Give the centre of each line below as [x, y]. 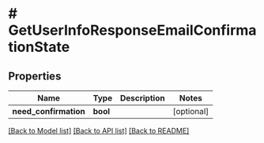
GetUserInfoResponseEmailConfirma [132, 30]
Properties [35, 76]
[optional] [191, 111]
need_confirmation [49, 111]
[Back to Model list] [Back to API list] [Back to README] [99, 131]
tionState [39, 47]
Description [142, 98]
